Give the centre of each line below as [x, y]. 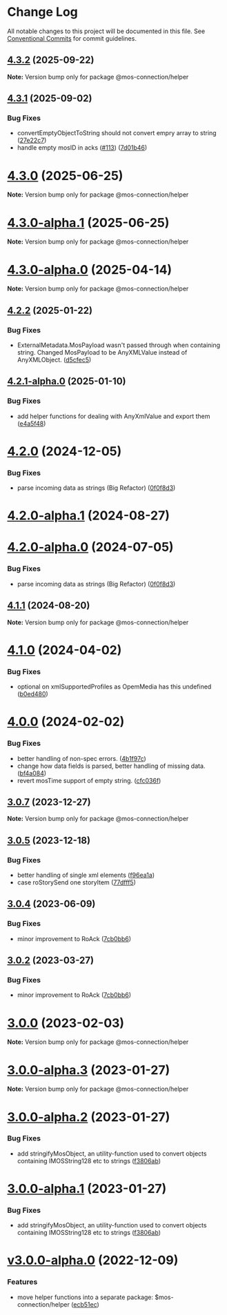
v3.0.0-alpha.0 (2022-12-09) [93, 1260]
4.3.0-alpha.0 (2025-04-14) [90, 269]
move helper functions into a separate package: [85, 1297]
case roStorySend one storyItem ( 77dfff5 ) [76, 882]
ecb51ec [86, 1304]
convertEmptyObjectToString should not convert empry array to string [117, 133]
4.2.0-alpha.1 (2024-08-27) [89, 516]
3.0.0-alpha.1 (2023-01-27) [87, 1188]
